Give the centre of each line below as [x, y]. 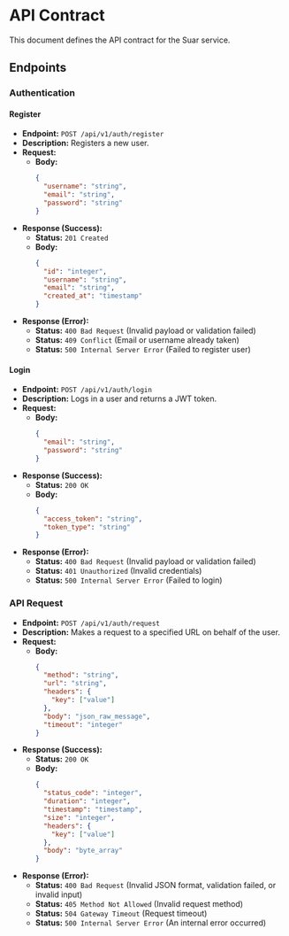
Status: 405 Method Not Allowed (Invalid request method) [139, 904]
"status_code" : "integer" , [93, 793]
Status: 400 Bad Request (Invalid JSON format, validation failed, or [156, 886]
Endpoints [38, 68]
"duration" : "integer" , [87, 801]
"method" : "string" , [81, 675]
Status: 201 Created [72, 237]
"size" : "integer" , [79, 817]
